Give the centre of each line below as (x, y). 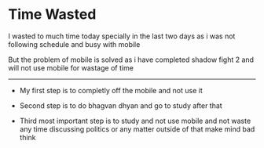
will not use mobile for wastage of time (71, 67)
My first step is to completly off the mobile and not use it (111, 90)
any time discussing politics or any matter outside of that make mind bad (137, 129)
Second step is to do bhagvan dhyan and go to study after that (121, 105)
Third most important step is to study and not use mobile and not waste (135, 121)
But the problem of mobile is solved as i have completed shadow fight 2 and (131, 60)
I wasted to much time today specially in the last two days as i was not (122, 36)
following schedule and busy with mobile (74, 44)
